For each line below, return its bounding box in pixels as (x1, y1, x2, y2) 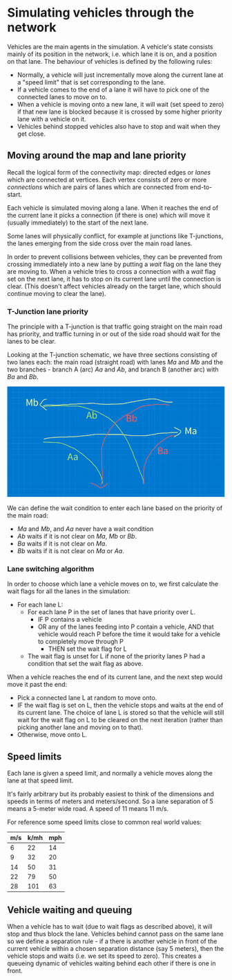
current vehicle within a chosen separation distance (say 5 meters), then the (7, 945, 224, 953)
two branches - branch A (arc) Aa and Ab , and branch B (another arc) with (7, 365, 219, 374)
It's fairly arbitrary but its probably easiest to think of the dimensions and (7, 790, 214, 798)
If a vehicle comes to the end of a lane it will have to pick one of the (17, 85, 209, 94)
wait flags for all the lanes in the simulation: (7, 587, 130, 595)
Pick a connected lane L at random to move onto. (17, 694, 157, 702)
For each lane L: (17, 601, 64, 609)
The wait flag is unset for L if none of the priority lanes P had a (27, 652, 206, 660)
